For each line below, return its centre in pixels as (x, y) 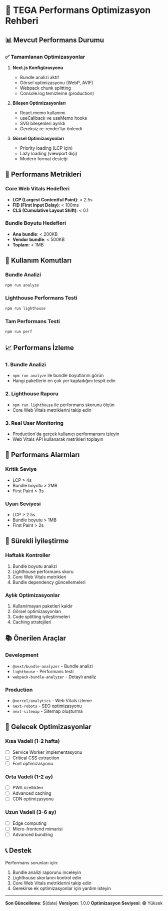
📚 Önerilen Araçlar (36, 638)
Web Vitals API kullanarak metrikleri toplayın (58, 439)
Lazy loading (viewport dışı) (48, 153)
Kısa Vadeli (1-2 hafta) (32, 741)
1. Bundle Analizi (26, 365)
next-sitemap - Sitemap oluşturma (47, 711)
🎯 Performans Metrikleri (43, 175)
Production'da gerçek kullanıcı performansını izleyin (66, 434)
